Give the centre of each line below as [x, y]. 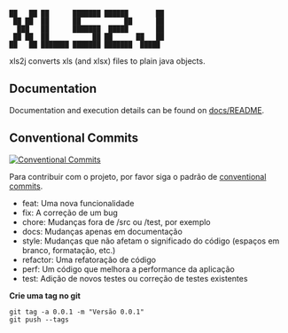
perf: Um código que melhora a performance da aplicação [128, 269]
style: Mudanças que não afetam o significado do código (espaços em [151, 241]
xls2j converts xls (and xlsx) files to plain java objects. [107, 61]
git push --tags [39, 320]
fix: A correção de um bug [70, 213]
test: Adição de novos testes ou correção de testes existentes [135, 278]
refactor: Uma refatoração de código [89, 259]
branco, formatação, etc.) [69, 250]
